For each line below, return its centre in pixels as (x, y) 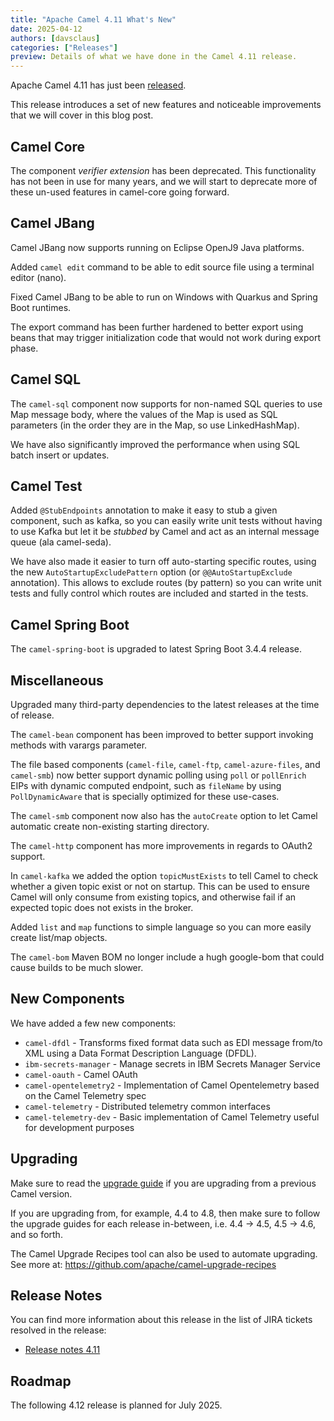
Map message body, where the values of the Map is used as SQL (144, 414)
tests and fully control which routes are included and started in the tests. (159, 593)
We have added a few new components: (93, 1023)
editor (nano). (38, 277)
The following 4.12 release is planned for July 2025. (116, 1405)
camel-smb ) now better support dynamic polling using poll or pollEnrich (158, 775)
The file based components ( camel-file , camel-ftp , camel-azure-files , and (165, 764)
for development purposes (79, 1127)
